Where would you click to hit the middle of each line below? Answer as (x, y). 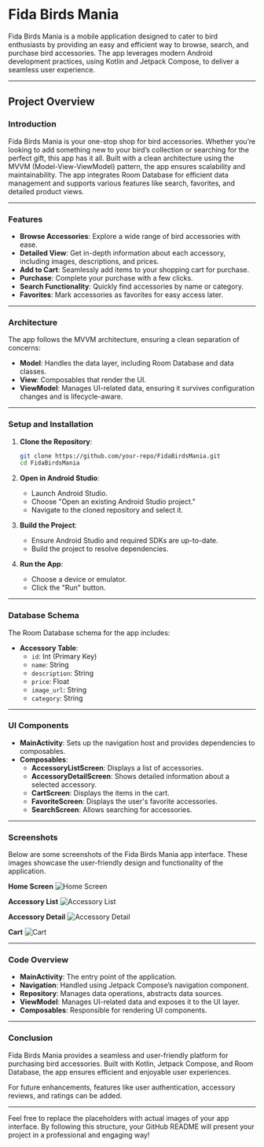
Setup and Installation (51, 425)
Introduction (32, 124)
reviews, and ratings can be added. (65, 1095)
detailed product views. (46, 191)
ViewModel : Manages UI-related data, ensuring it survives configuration (137, 388)
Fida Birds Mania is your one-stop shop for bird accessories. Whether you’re (132, 141)
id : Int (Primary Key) (64, 656)
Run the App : (41, 564)
